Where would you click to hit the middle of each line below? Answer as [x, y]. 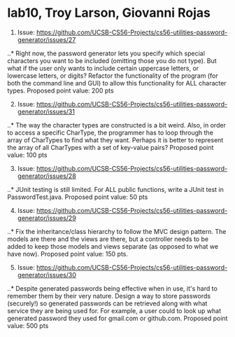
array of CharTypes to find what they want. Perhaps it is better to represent [115, 140]
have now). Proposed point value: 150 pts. [67, 254]
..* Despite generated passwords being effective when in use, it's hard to [113, 288]
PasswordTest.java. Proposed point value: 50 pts [78, 197]
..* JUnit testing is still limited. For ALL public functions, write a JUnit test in [115, 189]
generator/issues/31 [46, 111]
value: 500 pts [28, 325]
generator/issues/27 [47, 39]
